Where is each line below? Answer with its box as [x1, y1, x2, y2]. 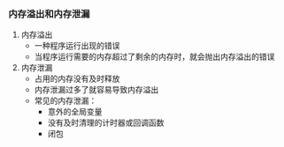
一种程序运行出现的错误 [34, 40, 120, 51]
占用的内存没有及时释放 [34, 73, 120, 85]
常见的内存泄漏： [34, 95, 97, 107]
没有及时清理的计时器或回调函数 [47, 117, 165, 129]
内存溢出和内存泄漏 [8, 7, 90, 19]
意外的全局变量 [47, 107, 103, 117]
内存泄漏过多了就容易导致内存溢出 [34, 85, 159, 95]
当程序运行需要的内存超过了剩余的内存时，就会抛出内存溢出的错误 [34, 51, 275, 62]
